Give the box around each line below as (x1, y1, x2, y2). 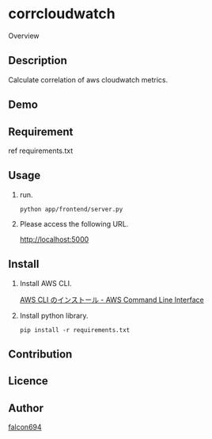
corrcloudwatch (8, 5, 116, 23)
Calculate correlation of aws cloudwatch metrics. (8, 74, 168, 84)
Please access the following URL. (19, 219, 129, 228)
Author (8, 401, 44, 414)
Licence (8, 374, 49, 388)
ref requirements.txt (8, 146, 74, 155)
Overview (8, 31, 40, 40)
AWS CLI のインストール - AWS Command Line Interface (19, 295, 204, 304)
